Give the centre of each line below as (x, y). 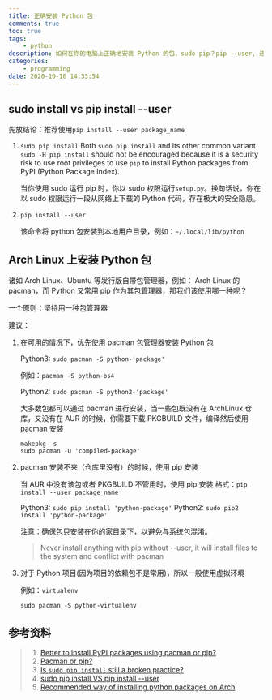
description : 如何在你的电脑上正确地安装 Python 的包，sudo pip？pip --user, (132, 54)
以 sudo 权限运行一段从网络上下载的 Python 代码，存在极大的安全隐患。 (140, 199)
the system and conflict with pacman (102, 556)
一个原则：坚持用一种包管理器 (58, 308)
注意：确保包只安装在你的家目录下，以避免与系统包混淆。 (116, 531)
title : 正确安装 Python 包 (51, 16)
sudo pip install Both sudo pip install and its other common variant (138, 146)
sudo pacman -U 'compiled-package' (80, 451)
